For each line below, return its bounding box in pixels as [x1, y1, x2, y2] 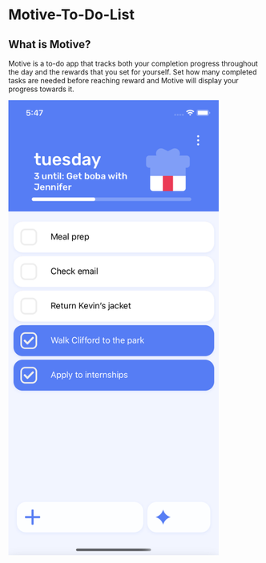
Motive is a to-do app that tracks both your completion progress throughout [8, 58, 259, 68]
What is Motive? [8, 38, 91, 51]
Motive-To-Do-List [8, 6, 135, 24]
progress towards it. [8, 84, 75, 94]
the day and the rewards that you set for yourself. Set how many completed [8, 67, 257, 77]
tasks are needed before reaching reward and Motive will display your [8, 76, 239, 85]
